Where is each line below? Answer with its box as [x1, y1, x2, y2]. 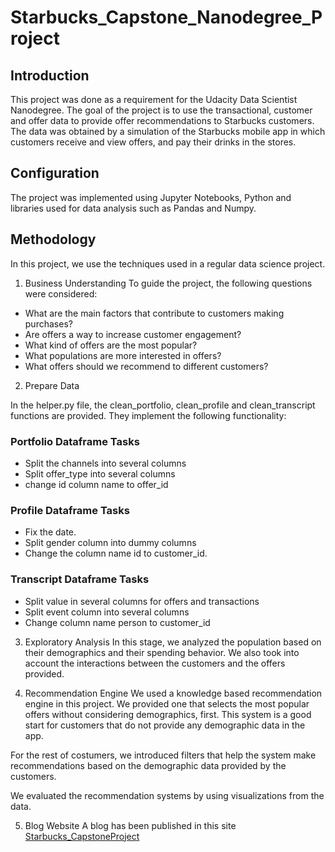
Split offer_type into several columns [24, 467, 176, 480]
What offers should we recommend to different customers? [24, 360, 269, 372]
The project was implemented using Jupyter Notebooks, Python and [10, 191, 292, 203]
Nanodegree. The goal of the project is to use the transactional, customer [10, 104, 313, 116]
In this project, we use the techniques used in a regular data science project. [10, 257, 326, 270]
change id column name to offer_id [24, 478, 169, 490]
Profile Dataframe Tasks [10, 503, 130, 517]
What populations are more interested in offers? [24, 349, 222, 361]
